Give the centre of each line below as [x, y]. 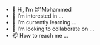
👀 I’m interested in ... [38, 16]
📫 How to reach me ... [40, 36]
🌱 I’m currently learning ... [44, 22]
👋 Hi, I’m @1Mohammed [42, 9]
